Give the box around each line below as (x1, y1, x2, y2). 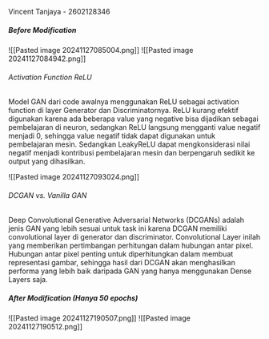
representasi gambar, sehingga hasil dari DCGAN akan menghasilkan (8, 258, 236, 268)
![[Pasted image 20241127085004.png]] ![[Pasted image (8, 45, 194, 54)
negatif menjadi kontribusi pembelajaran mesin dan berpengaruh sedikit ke (8, 148, 255, 158)
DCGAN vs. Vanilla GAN (8, 190, 87, 200)
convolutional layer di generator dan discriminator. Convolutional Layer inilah (8, 232, 261, 242)
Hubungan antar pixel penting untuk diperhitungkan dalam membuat (8, 249, 234, 259)
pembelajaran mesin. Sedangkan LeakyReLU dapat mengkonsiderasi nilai (8, 139, 251, 149)
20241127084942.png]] (8, 54, 86, 63)
